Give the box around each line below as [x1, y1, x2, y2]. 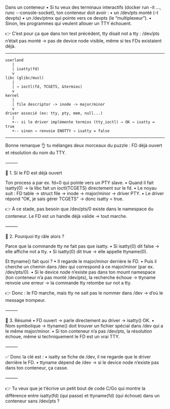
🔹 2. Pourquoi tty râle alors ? [5, 234, 65, 239]
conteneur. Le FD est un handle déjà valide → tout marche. [5, 213, 127, 219]
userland [5, 58, 24, 63]
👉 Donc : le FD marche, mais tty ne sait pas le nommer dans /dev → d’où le [5, 290, 163, 296]
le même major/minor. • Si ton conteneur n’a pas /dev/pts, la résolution [5, 328, 153, 334]
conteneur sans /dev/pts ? [5, 398, 60, 404]
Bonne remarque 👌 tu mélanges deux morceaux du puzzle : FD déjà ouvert [5, 143, 162, 148]
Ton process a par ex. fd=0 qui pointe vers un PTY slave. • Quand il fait [5, 179, 154, 186]
